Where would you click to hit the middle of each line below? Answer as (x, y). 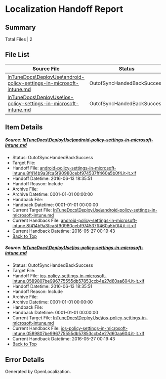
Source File (46, 69)
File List (17, 55)
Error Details (25, 359)
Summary (21, 27)
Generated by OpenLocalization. (38, 371)
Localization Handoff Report (64, 9)
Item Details (24, 127)
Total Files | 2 (19, 39)
